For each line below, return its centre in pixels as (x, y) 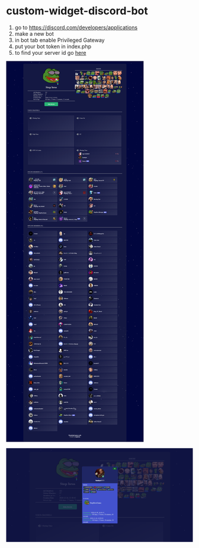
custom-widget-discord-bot (77, 11)
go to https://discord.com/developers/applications (76, 27)
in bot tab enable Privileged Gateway (60, 40)
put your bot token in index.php (53, 46)
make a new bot (34, 33)
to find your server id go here (50, 52)
